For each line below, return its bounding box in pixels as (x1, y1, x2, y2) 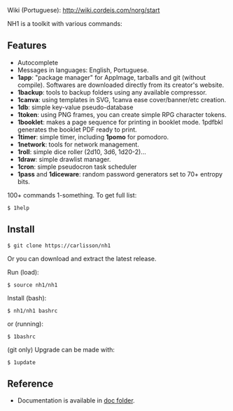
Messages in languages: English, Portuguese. (17, 66, 149, 74)
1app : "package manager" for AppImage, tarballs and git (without (17, 73, 206, 81)
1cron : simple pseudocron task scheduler (17, 162, 137, 171)
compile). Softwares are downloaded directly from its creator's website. (17, 81, 225, 89)
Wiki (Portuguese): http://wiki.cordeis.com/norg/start (7, 6, 160, 14)
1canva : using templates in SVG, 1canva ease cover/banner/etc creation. (17, 95, 227, 104)
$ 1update (7, 358, 36, 366)
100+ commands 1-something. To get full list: (7, 190, 137, 199)
